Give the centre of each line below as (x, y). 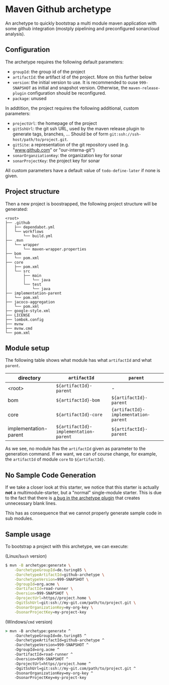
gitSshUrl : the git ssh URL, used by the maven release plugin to (78, 128)
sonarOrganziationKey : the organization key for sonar (67, 155)
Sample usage (28, 534)
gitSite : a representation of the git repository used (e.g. (71, 144)
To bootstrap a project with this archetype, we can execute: (67, 546)
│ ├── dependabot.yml (30, 227)
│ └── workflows (24, 232)
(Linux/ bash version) (26, 556)
